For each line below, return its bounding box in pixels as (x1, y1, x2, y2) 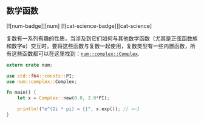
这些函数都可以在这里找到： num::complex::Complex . (11, 50, 140, 57)
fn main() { (6, 90, 36, 96)
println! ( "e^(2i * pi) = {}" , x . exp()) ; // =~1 (17, 106, 140, 112)
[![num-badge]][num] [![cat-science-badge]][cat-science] (6, 22, 152, 29)
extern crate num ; (6, 62, 53, 68)
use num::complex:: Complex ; (6, 78, 78, 85)
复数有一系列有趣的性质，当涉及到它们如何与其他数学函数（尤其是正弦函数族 (6, 35, 198, 42)
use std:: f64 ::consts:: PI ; (6, 73, 75, 79)
